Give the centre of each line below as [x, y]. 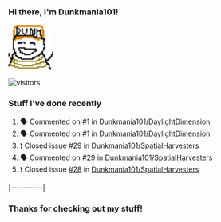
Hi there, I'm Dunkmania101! [63, 12]
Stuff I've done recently [55, 104]
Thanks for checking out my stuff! [76, 208]
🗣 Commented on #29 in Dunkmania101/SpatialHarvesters [116, 157]
